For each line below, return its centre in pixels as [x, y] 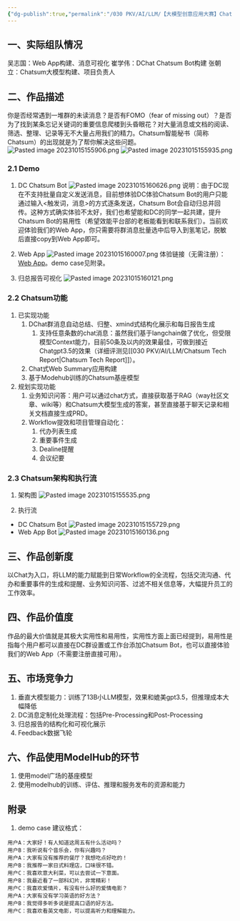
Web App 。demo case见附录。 [63, 263]
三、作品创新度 [40, 557]
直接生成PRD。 [69, 413]
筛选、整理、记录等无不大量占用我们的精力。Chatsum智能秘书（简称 [108, 134]
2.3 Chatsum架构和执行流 [52, 478]
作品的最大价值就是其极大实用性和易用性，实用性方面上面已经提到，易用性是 [120, 635]
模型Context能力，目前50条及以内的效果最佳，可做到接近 [124, 342]
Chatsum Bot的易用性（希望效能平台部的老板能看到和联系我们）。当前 [120, 221]
